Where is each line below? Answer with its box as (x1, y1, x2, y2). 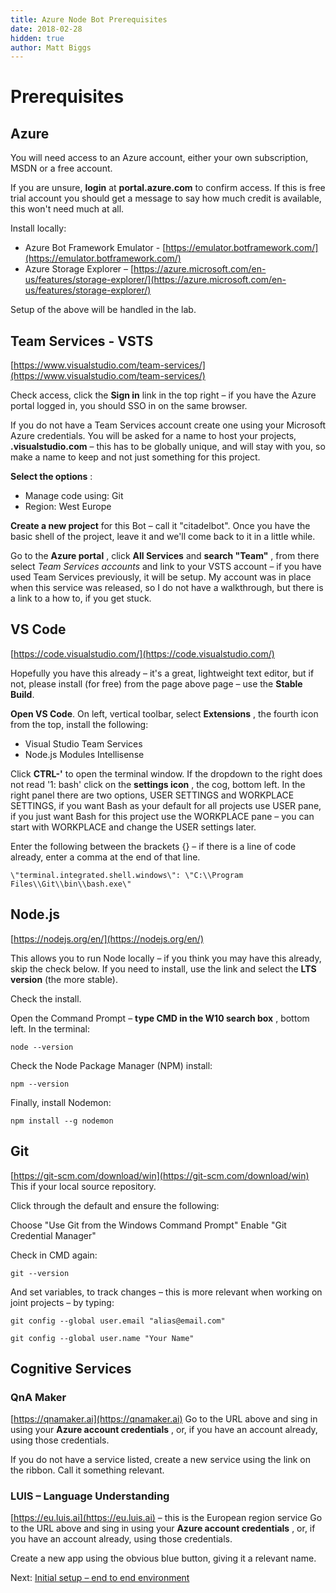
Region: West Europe (24, 501, 112, 513)
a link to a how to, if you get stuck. (10, 592, 152, 605)
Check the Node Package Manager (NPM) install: (10, 1059, 213, 1071)
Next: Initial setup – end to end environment (10, 1572, 190, 1584)
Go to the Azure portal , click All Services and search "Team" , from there (10, 550, 320, 562)
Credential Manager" (10, 1229, 97, 1241)
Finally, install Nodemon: (10, 1096, 112, 1108)
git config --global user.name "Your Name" (10, 1333, 195, 1343)
